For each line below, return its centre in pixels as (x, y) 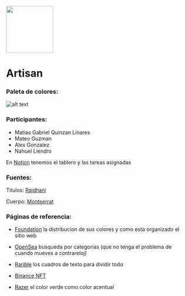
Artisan (25, 73)
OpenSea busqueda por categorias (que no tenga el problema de (93, 247)
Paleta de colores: (32, 92)
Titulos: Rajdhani (26, 190)
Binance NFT (30, 276)
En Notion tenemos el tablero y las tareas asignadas (69, 162)
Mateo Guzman (33, 138)
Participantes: (27, 119)
